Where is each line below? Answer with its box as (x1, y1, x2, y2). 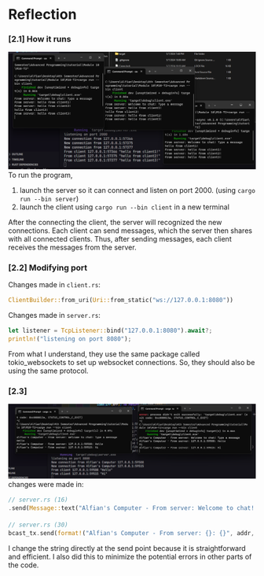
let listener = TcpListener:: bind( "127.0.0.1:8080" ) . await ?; (8, 327, 213, 335)
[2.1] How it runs (8, 34, 71, 45)
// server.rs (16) (8, 496, 68, 504)
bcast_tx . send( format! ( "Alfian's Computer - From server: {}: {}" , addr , (8, 529, 255, 537)
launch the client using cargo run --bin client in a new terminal (19, 202, 230, 212)
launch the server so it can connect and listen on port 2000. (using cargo (19, 186, 255, 195)
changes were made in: (8, 480, 84, 489)
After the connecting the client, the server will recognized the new (8, 218, 222, 227)
